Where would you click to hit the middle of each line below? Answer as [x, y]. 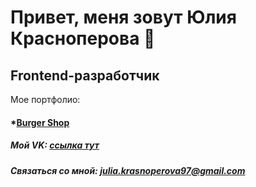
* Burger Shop [40, 122]
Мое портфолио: [45, 99]
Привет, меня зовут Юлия [123, 17]
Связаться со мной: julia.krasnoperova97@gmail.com [128, 170]
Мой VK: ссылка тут [55, 145]
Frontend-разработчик [85, 75]
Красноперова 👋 [83, 38]
